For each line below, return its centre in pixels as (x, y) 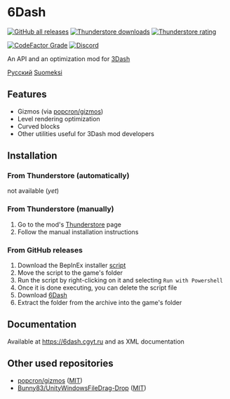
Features (27, 94)
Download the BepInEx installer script (72, 265)
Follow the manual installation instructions (78, 231)
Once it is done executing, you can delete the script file (97, 288)
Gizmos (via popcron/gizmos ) (60, 111)
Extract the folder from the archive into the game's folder (100, 303)
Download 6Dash (42, 295)
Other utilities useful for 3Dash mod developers (86, 133)
